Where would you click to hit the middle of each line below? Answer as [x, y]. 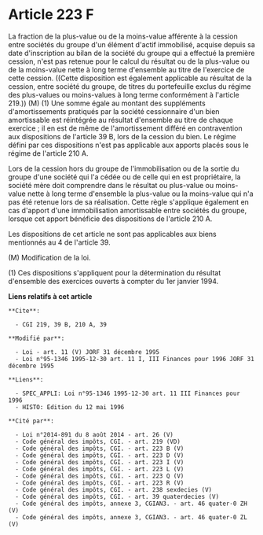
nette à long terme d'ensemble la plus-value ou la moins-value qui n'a [140, 194]
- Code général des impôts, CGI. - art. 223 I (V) [100, 462]
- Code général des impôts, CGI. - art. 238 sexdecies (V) [114, 489]
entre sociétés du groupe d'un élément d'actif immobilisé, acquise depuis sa [131, 44]
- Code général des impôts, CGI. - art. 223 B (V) [100, 448]
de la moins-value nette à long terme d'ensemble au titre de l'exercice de [126, 69]
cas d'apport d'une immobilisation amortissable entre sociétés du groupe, [128, 210]
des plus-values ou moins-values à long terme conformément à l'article [124, 94]
